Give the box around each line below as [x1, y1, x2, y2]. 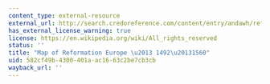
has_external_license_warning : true [8, 26, 131, 34]
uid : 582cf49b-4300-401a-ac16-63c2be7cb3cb [8, 57, 157, 65]
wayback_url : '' [8, 64, 63, 72]
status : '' [8, 42, 45, 50]
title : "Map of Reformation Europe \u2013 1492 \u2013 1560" [8, 49, 211, 57]
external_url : [8, 19, 56, 27]
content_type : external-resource [8, 11, 121, 20]
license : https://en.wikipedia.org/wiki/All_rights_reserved [8, 34, 218, 42]
